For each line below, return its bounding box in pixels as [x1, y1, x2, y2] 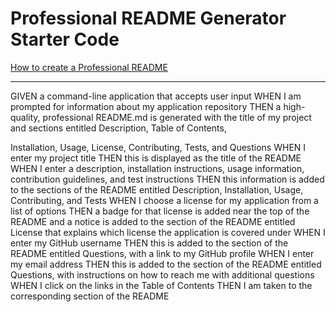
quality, [10, 111, 41, 123]
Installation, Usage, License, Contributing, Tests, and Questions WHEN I [10, 141, 307, 153]
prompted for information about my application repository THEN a [10, 100, 282, 112]
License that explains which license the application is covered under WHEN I [10, 226, 326, 238]
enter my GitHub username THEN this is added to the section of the [10, 237, 289, 249]
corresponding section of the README [10, 290, 170, 302]
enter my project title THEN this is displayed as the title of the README [10, 152, 302, 164]
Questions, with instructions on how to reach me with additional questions [10, 268, 315, 281]
